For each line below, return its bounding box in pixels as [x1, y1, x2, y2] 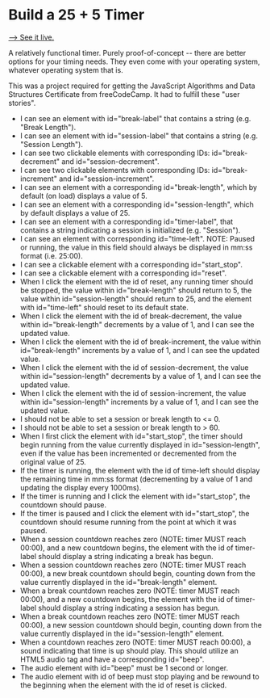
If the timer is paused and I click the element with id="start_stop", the [19, 508, 250, 518]
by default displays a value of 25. [19, 208, 131, 217]
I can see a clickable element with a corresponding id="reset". [19, 268, 227, 278]
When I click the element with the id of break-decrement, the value [19, 311, 243, 321]
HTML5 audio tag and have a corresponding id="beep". [19, 654, 205, 664]
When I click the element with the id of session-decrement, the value [19, 362, 249, 372]
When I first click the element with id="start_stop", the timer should [19, 431, 243, 441]
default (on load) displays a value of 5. [19, 191, 147, 200]
